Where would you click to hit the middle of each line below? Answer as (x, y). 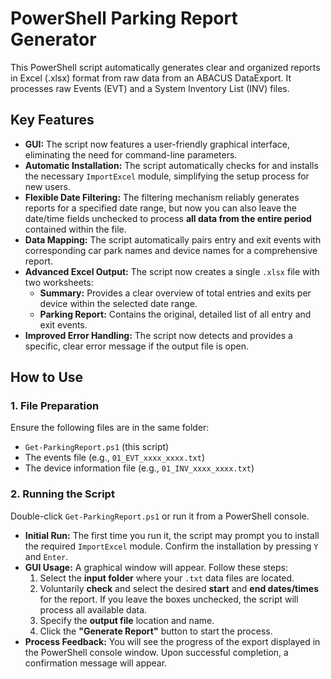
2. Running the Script (62, 494)
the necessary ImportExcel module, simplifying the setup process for (167, 176)
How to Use (47, 377)
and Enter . (46, 556)
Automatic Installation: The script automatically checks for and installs (171, 165)
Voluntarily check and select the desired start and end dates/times (179, 588)
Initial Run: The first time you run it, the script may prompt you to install (172, 535)
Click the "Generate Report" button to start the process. (156, 631)
